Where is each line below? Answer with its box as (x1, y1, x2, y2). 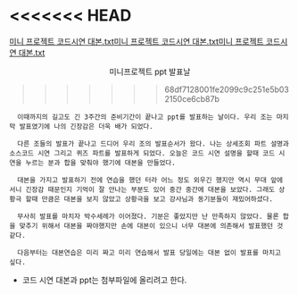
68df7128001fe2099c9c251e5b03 (164, 84, 290, 95)
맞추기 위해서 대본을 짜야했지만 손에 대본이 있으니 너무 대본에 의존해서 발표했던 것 (19, 221, 284, 231)
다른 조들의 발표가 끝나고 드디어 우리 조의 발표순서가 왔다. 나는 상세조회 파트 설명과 (17, 139, 290, 148)
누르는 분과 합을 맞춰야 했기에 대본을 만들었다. (25, 158, 176, 167)
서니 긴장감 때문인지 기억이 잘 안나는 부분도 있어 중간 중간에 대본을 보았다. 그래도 (9, 185, 275, 194)
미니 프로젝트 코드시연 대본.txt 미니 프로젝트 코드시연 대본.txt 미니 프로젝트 (9, 36, 265, 46)
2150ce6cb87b (164, 93, 220, 104)
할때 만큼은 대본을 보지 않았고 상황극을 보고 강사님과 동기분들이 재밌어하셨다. (25, 194, 274, 204)
